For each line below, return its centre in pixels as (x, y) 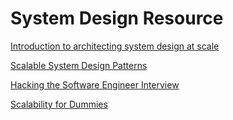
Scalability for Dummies (59, 104)
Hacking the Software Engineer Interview (95, 84)
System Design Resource (117, 18)
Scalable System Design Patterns (79, 65)
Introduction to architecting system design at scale (115, 46)
